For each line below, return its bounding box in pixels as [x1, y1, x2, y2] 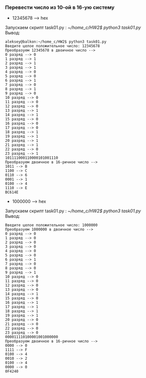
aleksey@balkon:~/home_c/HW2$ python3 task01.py [5, 39, 107, 44]
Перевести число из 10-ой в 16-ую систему [5, 4, 115, 11]
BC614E [5, 190, 19, 195]
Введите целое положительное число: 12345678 [5, 44, 100, 49]
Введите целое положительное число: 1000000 [5, 223, 98, 228]
